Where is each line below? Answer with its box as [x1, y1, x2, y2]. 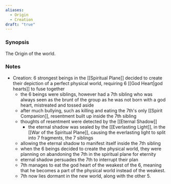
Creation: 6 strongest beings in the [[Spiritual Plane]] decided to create [12, 75, 163, 81]
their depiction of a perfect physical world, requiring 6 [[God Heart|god [12, 80, 163, 86]
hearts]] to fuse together [12, 86, 65, 92]
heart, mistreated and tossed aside [20, 102, 94, 108]
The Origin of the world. [5, 50, 56, 56]
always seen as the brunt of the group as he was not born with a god [20, 96, 166, 103]
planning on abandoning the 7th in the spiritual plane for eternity [20, 151, 156, 157]
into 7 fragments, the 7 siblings [28, 134, 94, 141]
